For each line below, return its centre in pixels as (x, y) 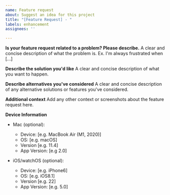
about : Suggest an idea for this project (50, 15)
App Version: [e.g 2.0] (44, 151)
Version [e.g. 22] (38, 181)
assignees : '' (20, 29)
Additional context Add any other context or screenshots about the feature (85, 100)
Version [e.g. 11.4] (39, 145)
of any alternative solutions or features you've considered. (67, 89)
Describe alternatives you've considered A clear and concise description (84, 84)
